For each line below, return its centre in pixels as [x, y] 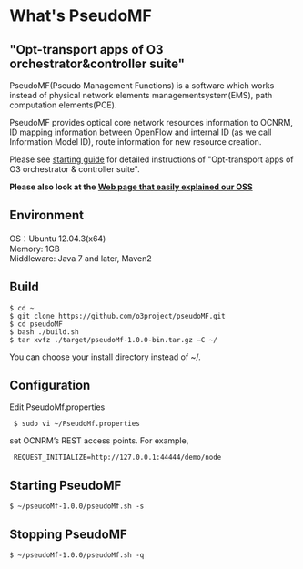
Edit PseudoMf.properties [57, 407]
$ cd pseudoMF [36, 324]
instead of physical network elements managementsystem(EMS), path [141, 95]
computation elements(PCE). [63, 105]
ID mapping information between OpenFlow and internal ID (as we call [141, 132]
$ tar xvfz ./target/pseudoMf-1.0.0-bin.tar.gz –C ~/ [114, 340]
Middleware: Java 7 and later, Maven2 [81, 258]
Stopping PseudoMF [68, 534]
